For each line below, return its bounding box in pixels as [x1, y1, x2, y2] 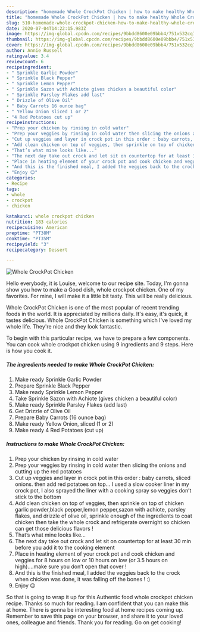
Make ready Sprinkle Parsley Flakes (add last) [14, 401, 127, 408]
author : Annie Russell [6, 48, 62, 54]
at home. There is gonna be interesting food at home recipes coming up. [6, 606, 184, 614]
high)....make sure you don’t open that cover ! [14, 563, 127, 570]
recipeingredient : [6, 64, 52, 70]
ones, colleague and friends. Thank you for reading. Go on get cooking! [6, 619, 182, 626]
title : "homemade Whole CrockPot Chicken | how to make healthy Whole [6, 14, 185, 20]
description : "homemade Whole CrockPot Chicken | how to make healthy [6, 8, 185, 15]
